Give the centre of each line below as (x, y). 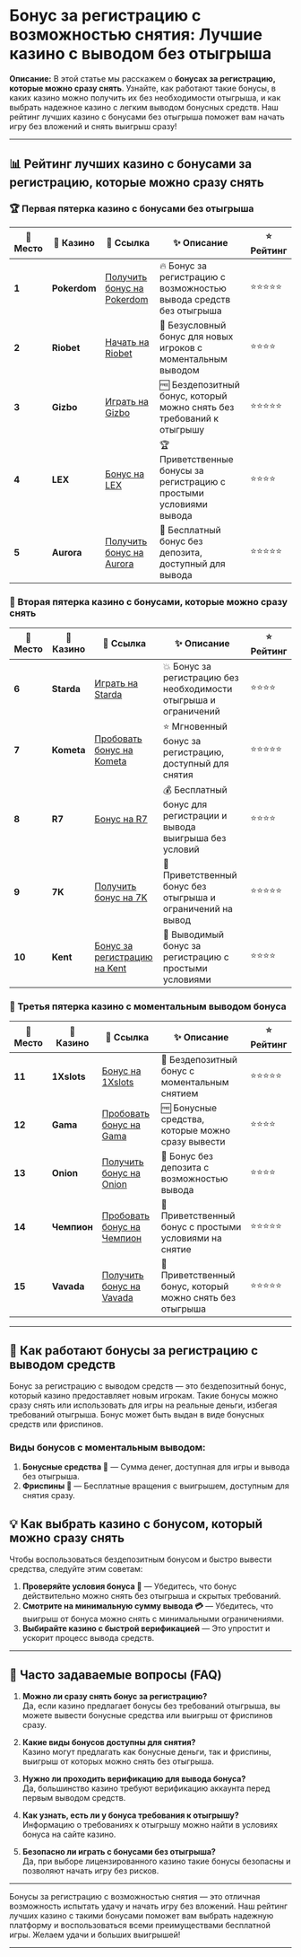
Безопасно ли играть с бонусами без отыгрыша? (119, 1851)
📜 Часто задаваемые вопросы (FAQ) (116, 1675)
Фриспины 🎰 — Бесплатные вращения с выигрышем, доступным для (155, 1486)
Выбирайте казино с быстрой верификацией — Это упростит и (146, 1628)
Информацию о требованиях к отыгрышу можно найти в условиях (150, 1824)
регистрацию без (201, 677)
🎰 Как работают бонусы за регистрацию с (133, 1351)
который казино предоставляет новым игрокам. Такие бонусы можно (144, 1396)
